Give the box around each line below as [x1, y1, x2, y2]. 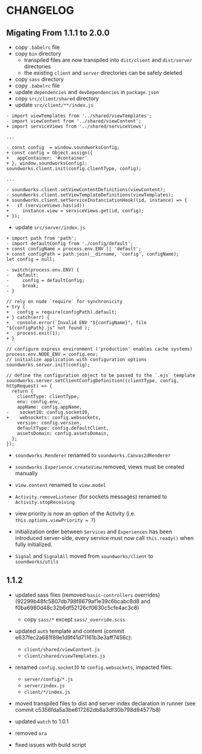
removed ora [14, 729, 47, 737]
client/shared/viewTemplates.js [24, 653, 106, 659]
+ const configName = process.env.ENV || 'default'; [6, 246, 142, 252]
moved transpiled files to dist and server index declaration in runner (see [14, 700, 196, 707]
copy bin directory [14, 50, 62, 57]
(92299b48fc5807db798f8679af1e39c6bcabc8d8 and [14, 597, 151, 605]
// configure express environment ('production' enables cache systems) [6, 346, 193, 352]
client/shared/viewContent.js [24, 646, 101, 653]
